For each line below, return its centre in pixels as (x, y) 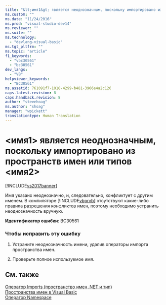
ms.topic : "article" (26, 51)
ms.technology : (21, 38)
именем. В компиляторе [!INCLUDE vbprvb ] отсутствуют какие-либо (77, 200)
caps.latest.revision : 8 (31, 93)
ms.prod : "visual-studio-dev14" (38, 24)
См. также (22, 275)
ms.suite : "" (19, 33)
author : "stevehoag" (26, 102)
